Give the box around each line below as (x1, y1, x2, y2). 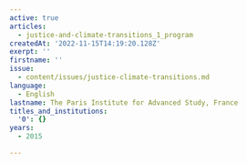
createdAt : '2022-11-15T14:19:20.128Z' (9, 38, 161, 48)
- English (17, 89, 55, 98)
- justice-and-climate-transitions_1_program (17, 30, 194, 39)
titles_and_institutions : (9, 107, 108, 116)
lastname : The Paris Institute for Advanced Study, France (9, 97, 239, 107)
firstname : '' (9, 56, 64, 65)
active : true (9, 13, 59, 23)
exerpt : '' (9, 47, 51, 56)
